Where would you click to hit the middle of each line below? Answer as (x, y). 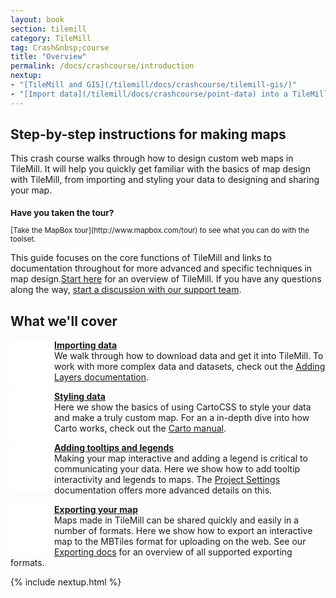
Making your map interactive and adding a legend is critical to (181, 458)
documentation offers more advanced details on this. (163, 490)
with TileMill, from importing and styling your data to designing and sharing (165, 180)
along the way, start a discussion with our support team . (126, 290)
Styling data (80, 396)
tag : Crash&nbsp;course (60, 47)
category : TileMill (51, 38)
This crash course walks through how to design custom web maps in (152, 158)
